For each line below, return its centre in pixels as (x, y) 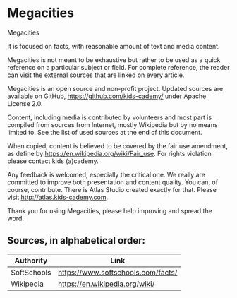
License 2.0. (25, 103)
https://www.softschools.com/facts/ (117, 272)
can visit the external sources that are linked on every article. (96, 75)
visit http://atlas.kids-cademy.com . (58, 197)
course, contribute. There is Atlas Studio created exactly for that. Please (112, 189)
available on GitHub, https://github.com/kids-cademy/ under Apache (107, 96)
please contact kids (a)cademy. (53, 161)
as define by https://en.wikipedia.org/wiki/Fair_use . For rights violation (109, 153)
